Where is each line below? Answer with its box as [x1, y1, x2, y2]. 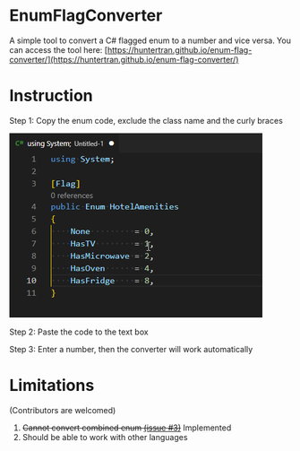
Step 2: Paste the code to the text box [9, 326, 150, 337]
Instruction [9, 86, 93, 106]
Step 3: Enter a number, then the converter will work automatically [9, 343, 253, 354]
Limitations [9, 376, 95, 395]
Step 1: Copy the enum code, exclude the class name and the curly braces [9, 115, 284, 126]
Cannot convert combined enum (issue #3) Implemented [21, 422, 232, 433]
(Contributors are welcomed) [9, 404, 116, 415]
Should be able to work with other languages [21, 431, 188, 442]
